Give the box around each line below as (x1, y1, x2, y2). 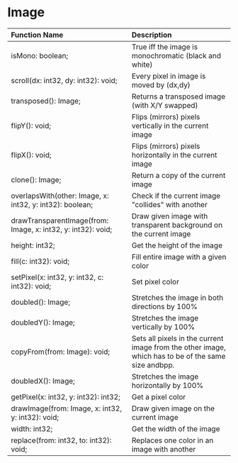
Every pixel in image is (131, 71, 206, 81)
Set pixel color (131, 277, 179, 286)
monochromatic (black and (131, 50, 222, 60)
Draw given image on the (131, 403, 215, 413)
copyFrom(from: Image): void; (11, 347, 110, 357)
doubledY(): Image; (11, 317, 76, 327)
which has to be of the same (131, 351, 226, 361)
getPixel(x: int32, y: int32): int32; (11, 391, 120, 401)
